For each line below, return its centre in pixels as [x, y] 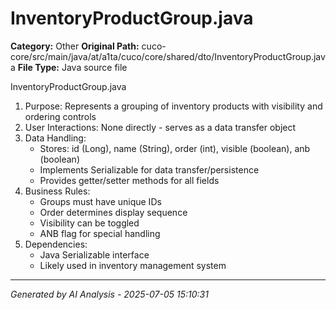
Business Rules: [57, 191]
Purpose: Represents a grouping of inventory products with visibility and [173, 106]
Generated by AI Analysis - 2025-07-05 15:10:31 [109, 294]
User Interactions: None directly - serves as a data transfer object [160, 127]
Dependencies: [56, 244]
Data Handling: [55, 138]
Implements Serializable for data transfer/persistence [149, 169]
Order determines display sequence [113, 212]
